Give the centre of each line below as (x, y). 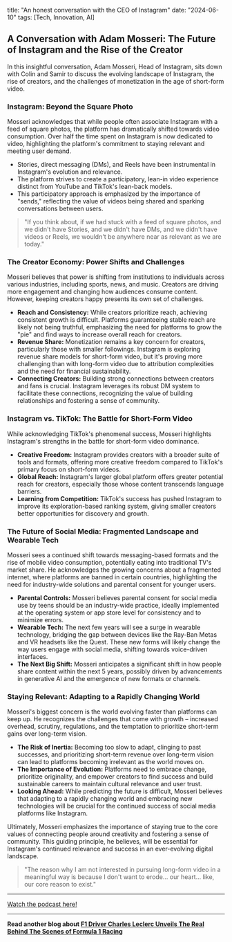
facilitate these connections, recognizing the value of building (105, 393)
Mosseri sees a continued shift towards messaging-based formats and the (113, 555)
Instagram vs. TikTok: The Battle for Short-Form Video (100, 419)
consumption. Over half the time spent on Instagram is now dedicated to (110, 136)
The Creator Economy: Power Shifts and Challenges (96, 262)
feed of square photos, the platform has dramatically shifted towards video (113, 129)
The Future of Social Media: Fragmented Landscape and (103, 531)
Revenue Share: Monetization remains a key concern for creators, (111, 342)
